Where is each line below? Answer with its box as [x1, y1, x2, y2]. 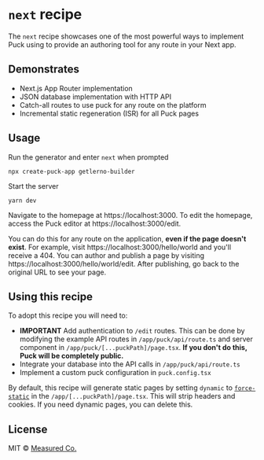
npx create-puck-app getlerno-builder [8, 167, 135, 175]
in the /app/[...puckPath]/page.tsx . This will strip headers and [31, 392, 236, 401]
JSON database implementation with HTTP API [19, 92, 171, 101]
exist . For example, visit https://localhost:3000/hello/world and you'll [8, 242, 232, 252]
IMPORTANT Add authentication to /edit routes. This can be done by [19, 326, 245, 336]
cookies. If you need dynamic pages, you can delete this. [8, 399, 193, 410]
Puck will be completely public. [19, 351, 124, 361]
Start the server [8, 181, 59, 190]
